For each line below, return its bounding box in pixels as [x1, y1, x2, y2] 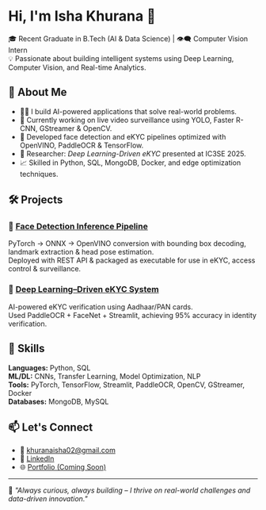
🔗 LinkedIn [19, 454, 55, 463]
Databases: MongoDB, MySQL [8, 397, 109, 406]
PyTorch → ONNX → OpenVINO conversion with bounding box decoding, [8, 239, 247, 248]
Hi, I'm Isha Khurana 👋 [8, 7, 156, 25]
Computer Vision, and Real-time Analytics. [8, 63, 146, 72]
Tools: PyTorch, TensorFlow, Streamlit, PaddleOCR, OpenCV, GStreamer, [8, 380, 245, 389]
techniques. [19, 169, 59, 178]
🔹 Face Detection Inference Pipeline [8, 221, 148, 232]
